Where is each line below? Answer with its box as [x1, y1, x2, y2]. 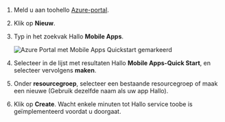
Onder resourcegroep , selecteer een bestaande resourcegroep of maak [13, 80, 218, 88]
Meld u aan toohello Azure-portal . [13, 6, 110, 14]
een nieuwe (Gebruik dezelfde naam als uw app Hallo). [13, 87, 169, 95]
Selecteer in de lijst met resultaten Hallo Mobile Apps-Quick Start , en [13, 59, 211, 67]
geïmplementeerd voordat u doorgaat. [13, 108, 121, 115]
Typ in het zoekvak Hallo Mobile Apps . [13, 32, 124, 40]
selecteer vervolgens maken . [13, 66, 97, 74]
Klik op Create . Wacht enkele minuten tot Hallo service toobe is [13, 100, 193, 108]
